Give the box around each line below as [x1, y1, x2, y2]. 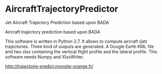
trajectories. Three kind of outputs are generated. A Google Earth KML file [5, 43, 154, 49]
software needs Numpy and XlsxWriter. [5, 54, 84, 59]
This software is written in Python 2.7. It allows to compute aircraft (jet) [5, 38, 148, 44]
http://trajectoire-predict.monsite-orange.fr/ [5, 63, 93, 69]
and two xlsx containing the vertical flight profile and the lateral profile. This [5, 49, 158, 55]
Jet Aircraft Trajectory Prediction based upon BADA [5, 19, 109, 25]
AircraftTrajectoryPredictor [5, 3, 118, 15]
